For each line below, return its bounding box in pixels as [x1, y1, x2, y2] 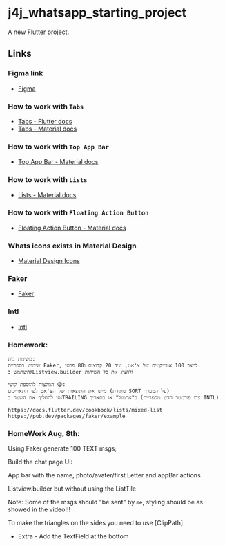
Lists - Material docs [17, 190, 77, 199]
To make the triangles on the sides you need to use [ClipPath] [8, 519, 184, 527]
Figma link [8, 69, 43, 78]
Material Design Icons [17, 257, 80, 265]
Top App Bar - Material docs [17, 158, 99, 166]
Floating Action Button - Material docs [17, 224, 126, 232]
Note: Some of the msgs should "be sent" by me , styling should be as [8, 498, 203, 507]
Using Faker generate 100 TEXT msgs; [8, 444, 117, 453]
